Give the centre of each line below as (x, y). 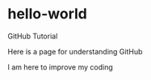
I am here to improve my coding (61, 67)
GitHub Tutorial (33, 36)
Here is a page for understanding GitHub (75, 51)
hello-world (48, 14)
